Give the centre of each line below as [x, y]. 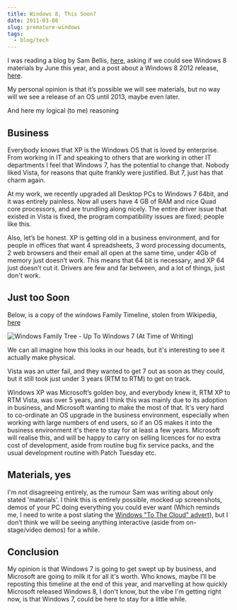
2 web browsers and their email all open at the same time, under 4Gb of [112, 253]
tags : [15, 34]
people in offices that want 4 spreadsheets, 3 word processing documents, [117, 245]
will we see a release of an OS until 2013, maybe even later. [94, 97]
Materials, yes [39, 475]
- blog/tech [31, 40]
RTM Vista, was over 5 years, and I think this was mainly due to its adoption [117, 400]
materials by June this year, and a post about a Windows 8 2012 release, [113, 68]
